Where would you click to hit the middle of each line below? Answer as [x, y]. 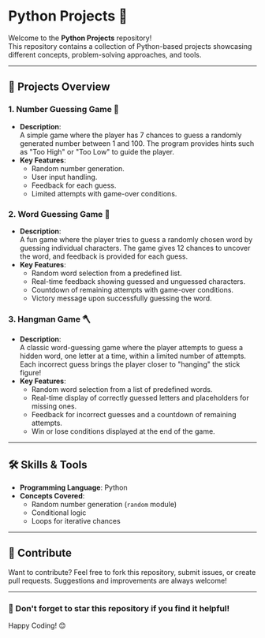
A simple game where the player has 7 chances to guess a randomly [131, 135]
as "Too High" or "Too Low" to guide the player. [97, 151]
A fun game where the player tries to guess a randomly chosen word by [136, 239]
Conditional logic [59, 513]
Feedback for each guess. [74, 185]
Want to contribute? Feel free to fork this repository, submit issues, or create [132, 572]
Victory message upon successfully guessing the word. [121, 298]
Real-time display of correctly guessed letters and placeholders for [140, 398]
